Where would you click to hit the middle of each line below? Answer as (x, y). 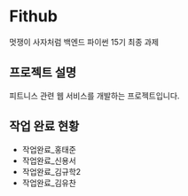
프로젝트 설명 (43, 73)
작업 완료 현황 (44, 126)
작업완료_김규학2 (51, 171)
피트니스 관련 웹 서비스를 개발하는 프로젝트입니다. (94, 96)
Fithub (33, 16)
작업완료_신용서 (49, 161)
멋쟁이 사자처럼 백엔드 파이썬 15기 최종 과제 (84, 42)
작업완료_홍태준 (49, 149)
